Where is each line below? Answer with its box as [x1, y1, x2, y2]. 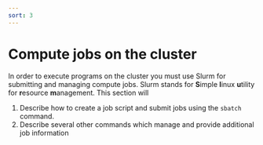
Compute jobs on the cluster [8, 45, 198, 63]
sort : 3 [8, 11, 34, 20]
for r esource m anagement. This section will [8, 88, 149, 97]
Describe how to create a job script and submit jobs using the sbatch [19, 103, 242, 112]
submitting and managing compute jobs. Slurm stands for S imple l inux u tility [8, 79, 255, 89]
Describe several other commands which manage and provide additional [19, 119, 254, 129]
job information [19, 128, 69, 137]
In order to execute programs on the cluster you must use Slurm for [8, 71, 226, 81]
